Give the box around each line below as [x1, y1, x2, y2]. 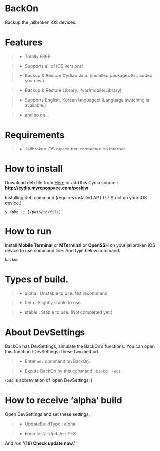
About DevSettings [5, 326, 85, 338]
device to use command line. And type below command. [5, 247, 121, 253]
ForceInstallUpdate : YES [24, 430, 76, 436]
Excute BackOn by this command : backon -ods [24, 368, 121, 374]
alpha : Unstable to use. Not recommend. [24, 290, 109, 296]
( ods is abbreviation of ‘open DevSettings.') [5, 377, 93, 383]
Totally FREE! [24, 53, 52, 59]
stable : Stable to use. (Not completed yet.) [24, 309, 113, 315]
